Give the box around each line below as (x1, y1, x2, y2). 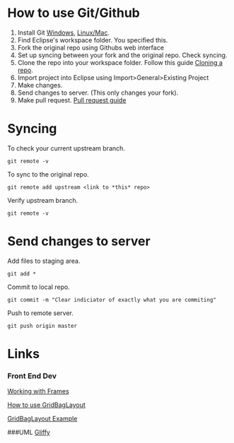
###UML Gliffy (7, 428, 51, 437)
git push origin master (7, 322, 78, 329)
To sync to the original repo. (7, 170, 90, 178)
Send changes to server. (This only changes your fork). (17, 88, 179, 97)
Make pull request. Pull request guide (17, 95, 127, 104)
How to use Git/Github (7, 5, 140, 21)
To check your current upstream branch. (7, 143, 126, 153)
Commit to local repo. (7, 283, 71, 291)
